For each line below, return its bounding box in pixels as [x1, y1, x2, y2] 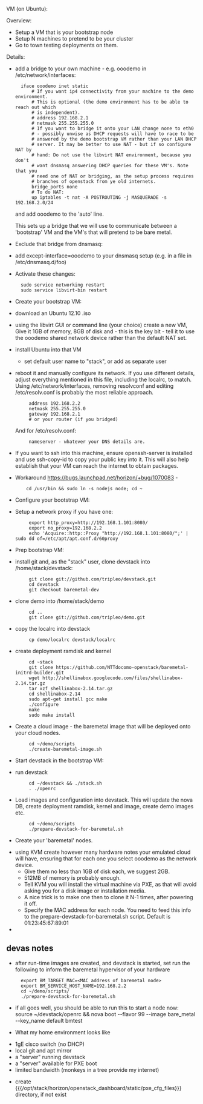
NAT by [14, 147, 32, 153]
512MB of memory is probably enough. [24, 874, 121, 881]
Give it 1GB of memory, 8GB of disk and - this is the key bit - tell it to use [14, 328, 195, 335]
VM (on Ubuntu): [6, 5, 48, 12]
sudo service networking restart [21, 282, 105, 288]
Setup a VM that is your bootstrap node [14, 28, 114, 36]
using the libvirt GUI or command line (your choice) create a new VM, [14, 321, 187, 328]
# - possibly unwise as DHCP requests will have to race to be [31, 131, 195, 137]
